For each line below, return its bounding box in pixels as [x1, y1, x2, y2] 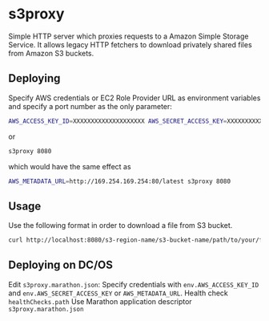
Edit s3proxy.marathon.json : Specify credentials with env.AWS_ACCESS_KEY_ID [8, 279, 259, 289]
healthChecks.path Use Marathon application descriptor [8, 296, 192, 306]
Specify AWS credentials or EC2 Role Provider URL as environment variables [8, 93, 261, 103]
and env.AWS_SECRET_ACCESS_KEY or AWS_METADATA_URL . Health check [8, 288, 228, 298]
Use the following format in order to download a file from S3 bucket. [8, 221, 233, 230]
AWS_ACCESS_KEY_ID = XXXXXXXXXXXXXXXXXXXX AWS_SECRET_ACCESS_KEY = [8, 117, 227, 125]
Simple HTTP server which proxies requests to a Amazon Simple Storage [8, 31, 249, 41]
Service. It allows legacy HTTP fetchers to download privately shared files [8, 39, 252, 49]
